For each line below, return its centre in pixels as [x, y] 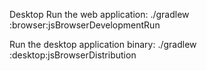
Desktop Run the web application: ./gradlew [99, 14]
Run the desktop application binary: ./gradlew [103, 44]
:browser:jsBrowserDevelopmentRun [85, 25]
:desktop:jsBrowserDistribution [73, 55]
